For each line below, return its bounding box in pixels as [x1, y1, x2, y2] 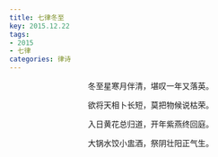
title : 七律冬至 [9, 13, 65, 22]
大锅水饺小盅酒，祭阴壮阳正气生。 [88, 138, 214, 148]
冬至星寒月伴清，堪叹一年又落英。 [88, 81, 214, 91]
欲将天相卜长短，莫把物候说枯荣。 [88, 100, 214, 110]
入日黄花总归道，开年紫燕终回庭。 [88, 118, 214, 129]
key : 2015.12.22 [9, 22, 70, 31]
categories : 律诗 [9, 55, 72, 64]
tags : [9, 30, 30, 39]
